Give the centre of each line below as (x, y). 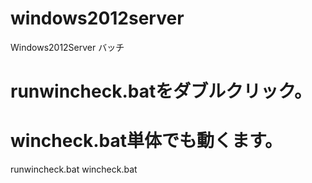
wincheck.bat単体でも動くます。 (146, 141)
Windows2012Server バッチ (67, 47)
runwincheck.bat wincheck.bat (74, 169)
